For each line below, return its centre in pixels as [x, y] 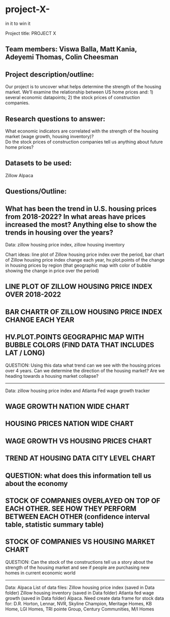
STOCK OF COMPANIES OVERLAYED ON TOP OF [83, 500]
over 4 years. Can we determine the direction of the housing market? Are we [85, 370]
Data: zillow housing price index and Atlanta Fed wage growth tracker [78, 391]
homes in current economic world [40, 573]
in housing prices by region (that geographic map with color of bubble [78, 265]
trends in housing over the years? [59, 232]
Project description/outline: [50, 74]
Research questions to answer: [55, 119]
